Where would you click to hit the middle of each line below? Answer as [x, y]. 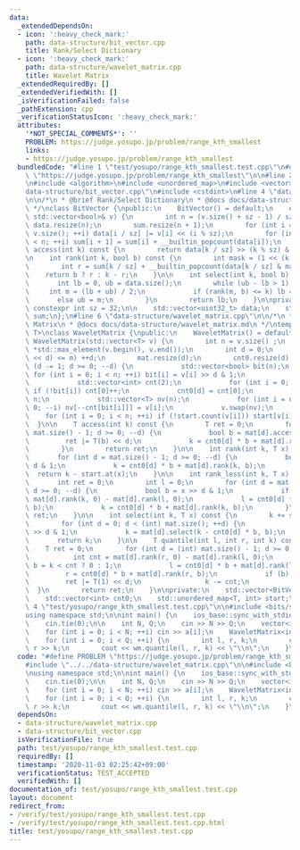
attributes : [40, 126]
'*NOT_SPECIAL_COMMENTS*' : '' [82, 134]
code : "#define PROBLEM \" [67, 657]
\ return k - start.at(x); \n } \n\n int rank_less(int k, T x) [158, 474]
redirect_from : [37, 806]
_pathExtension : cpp [55, 109]
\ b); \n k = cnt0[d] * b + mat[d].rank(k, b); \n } [158, 507]
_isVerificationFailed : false [73, 100]
